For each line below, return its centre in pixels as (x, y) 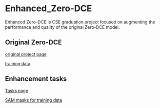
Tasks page (17, 90)
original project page (26, 54)
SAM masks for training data (34, 100)
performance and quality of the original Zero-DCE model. (62, 27)
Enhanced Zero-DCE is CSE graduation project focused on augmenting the (80, 22)
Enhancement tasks (36, 79)
